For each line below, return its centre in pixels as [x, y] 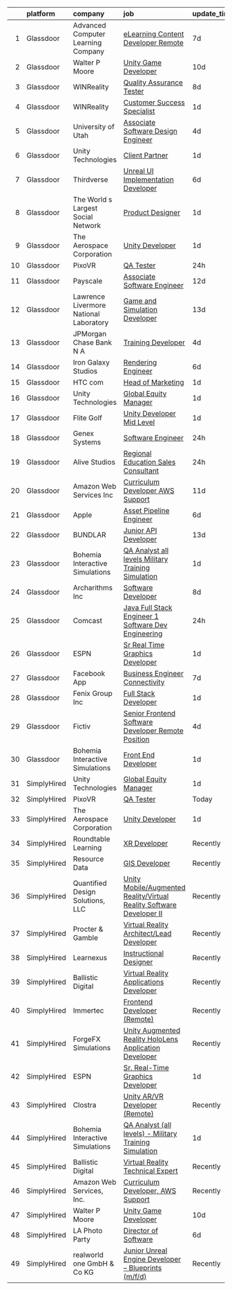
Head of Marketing [154, 382]
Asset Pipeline [146, 511]
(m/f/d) [135, 1276]
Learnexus [90, 958]
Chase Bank [93, 342]
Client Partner [146, 155]
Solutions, [89, 900]
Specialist [139, 111]
